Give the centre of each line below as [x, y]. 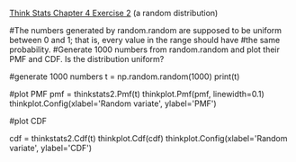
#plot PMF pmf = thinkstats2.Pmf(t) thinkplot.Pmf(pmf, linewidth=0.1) [137, 94]
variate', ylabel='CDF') [51, 148]
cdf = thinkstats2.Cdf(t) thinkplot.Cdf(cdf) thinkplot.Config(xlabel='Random [148, 138]
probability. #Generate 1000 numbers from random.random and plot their [145, 49]
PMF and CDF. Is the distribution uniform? [87, 59]
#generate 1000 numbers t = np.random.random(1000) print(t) [125, 76]
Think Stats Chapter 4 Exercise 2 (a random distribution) [114, 13]
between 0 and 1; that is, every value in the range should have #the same [145, 40]
